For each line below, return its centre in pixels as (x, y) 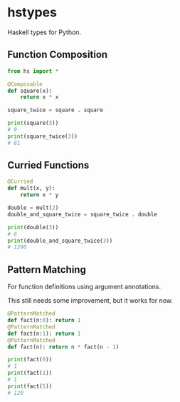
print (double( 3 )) (33, 227)
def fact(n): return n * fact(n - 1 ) (63, 347)
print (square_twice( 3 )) (43, 136)
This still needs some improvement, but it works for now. (90, 301)
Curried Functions (48, 165)
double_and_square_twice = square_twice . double (83, 214)
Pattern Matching (47, 270)
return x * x (39, 97)
